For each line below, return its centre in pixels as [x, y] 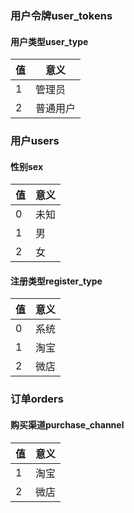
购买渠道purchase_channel [67, 424]
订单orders [37, 399]
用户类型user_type [49, 41]
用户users [35, 141]
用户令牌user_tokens [61, 15]
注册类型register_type [56, 281]
